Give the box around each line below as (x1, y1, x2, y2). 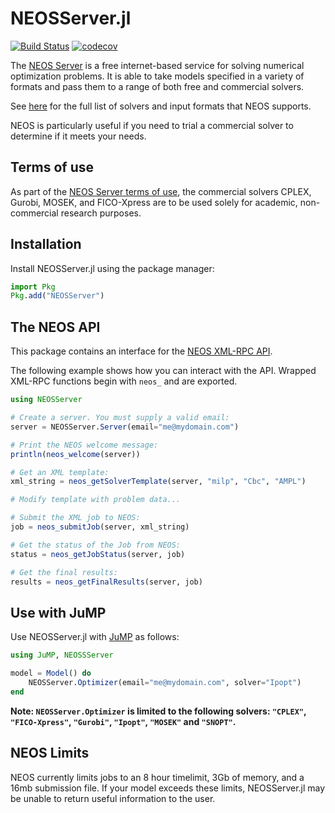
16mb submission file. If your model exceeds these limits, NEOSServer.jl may (10, 782, 326, 794)
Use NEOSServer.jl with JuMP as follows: (10, 631, 180, 643)
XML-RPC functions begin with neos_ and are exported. (10, 375, 238, 387)
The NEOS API (10, 318, 101, 336)
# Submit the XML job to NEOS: (10, 513, 141, 523)
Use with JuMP (10, 604, 107, 621)
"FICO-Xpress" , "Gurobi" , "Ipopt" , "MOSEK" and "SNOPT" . (10, 715, 237, 727)
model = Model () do (10, 668, 92, 679)
